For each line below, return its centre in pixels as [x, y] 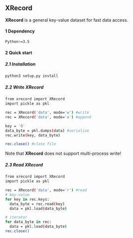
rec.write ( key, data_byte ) [33, 135]
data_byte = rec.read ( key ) [37, 204]
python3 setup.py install [32, 76]
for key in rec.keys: [27, 199]
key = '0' [15, 126]
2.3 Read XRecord [24, 165]
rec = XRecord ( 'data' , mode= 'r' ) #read [46, 190]
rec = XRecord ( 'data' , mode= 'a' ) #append [48, 117]
